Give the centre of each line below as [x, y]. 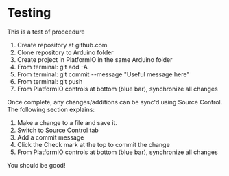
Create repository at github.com [62, 45]
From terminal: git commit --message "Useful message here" [103, 74]
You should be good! [36, 165]
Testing [29, 13]
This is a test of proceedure [46, 32]
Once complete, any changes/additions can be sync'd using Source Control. [115, 102]
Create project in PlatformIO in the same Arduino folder [95, 59]
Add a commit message [50, 137]
